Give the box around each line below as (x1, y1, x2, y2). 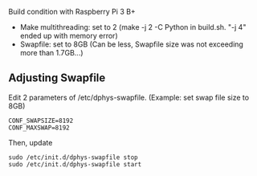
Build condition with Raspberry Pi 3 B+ (8, 7, 137, 16)
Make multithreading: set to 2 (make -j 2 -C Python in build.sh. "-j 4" (19, 23, 247, 31)
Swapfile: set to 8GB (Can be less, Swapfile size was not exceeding (19, 39, 243, 49)
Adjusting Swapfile (8, 72, 106, 85)
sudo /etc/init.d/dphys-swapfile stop (8, 153, 138, 162)
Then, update (8, 137, 53, 147)
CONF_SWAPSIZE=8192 (8, 117, 74, 125)
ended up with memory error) (19, 31, 118, 40)
